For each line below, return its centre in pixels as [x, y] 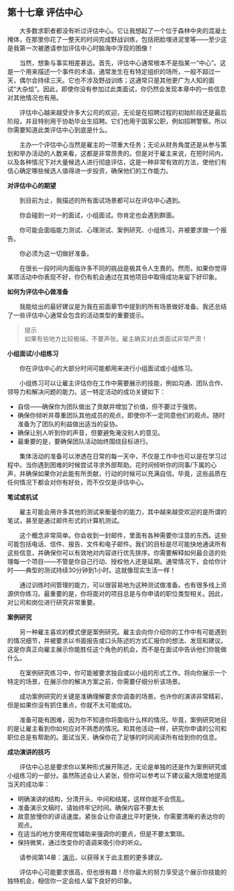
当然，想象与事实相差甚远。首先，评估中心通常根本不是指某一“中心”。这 [123, 63]
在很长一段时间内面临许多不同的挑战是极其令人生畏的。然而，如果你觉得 [123, 268]
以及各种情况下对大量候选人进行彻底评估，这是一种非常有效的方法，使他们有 [117, 161]
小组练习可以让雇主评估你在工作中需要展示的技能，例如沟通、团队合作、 [123, 383]
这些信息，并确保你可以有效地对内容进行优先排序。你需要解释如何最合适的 [114, 553]
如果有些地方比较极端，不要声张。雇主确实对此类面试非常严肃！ [116, 338]
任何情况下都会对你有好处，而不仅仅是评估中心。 [77, 482]
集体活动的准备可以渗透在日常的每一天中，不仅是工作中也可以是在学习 [120, 456]
